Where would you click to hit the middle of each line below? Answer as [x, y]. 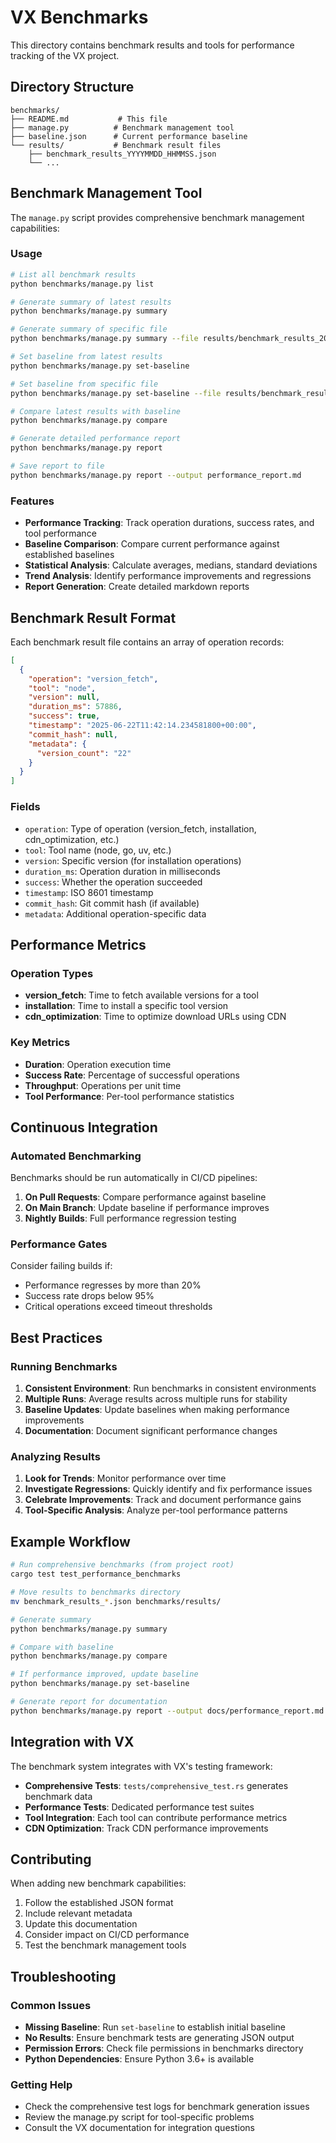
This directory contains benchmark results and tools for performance [152, 45]
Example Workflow [70, 1541]
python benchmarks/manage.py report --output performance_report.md [156, 475]
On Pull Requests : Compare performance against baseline [145, 1197]
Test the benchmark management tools [105, 1945]
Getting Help [41, 2085]
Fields [25, 807]
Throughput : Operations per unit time [103, 1085]
